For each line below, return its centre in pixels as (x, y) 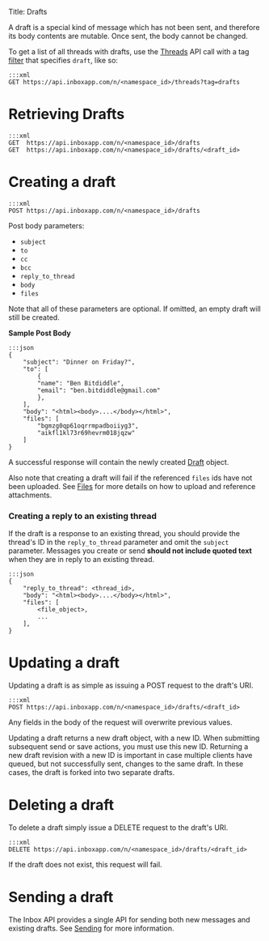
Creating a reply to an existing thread (83, 516)
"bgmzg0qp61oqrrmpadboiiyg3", (88, 426)
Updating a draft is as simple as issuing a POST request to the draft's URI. (131, 686)
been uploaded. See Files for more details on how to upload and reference (132, 486)
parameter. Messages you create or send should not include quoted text (130, 551)
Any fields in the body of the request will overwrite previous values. (120, 722)
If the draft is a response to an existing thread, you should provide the (124, 534)
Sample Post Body (40, 333)
